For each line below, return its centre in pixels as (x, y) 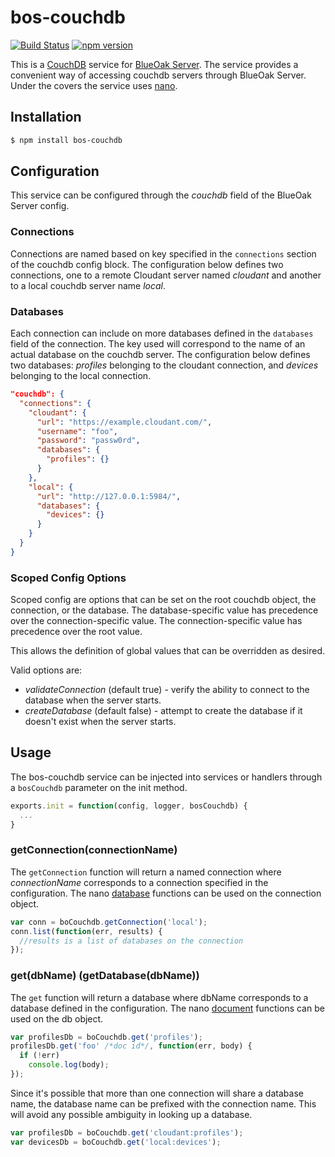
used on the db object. (57, 1018)
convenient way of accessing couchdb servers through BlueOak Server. (158, 75)
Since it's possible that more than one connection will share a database (157, 1093)
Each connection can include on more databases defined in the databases (162, 333)
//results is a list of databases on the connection (131, 941)
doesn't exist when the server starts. (100, 722)
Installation (46, 117)
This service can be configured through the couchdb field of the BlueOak (161, 195)
